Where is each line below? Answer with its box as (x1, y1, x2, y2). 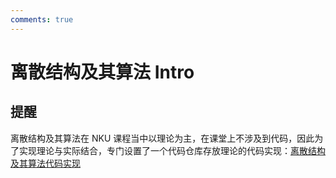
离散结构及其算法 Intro (10, 61, 195, 83)
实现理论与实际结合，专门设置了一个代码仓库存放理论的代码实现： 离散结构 (18, 144, 326, 156)
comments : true (10, 14, 74, 25)
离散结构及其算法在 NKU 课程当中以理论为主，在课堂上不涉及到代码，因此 (10, 132, 315, 144)
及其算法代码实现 (10, 157, 81, 169)
